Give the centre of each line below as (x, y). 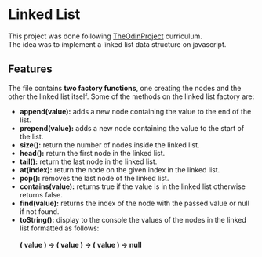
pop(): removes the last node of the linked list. (94, 178)
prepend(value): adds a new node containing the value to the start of (132, 128)
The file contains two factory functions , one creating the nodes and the (125, 88)
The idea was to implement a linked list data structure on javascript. (117, 44)
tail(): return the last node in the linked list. (88, 161)
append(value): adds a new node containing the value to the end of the (135, 111)
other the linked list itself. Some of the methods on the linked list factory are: (131, 96)
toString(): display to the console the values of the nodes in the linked (133, 219)
